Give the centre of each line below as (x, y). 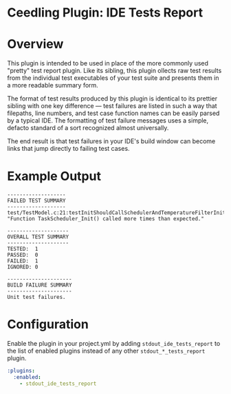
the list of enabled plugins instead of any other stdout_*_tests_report (106, 351)
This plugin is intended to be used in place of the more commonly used (108, 63)
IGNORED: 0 (23, 267)
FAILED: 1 (23, 261)
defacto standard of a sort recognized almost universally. (88, 128)
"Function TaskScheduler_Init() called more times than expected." (106, 219)
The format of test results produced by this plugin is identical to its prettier (112, 98)
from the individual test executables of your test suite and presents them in (113, 78)
